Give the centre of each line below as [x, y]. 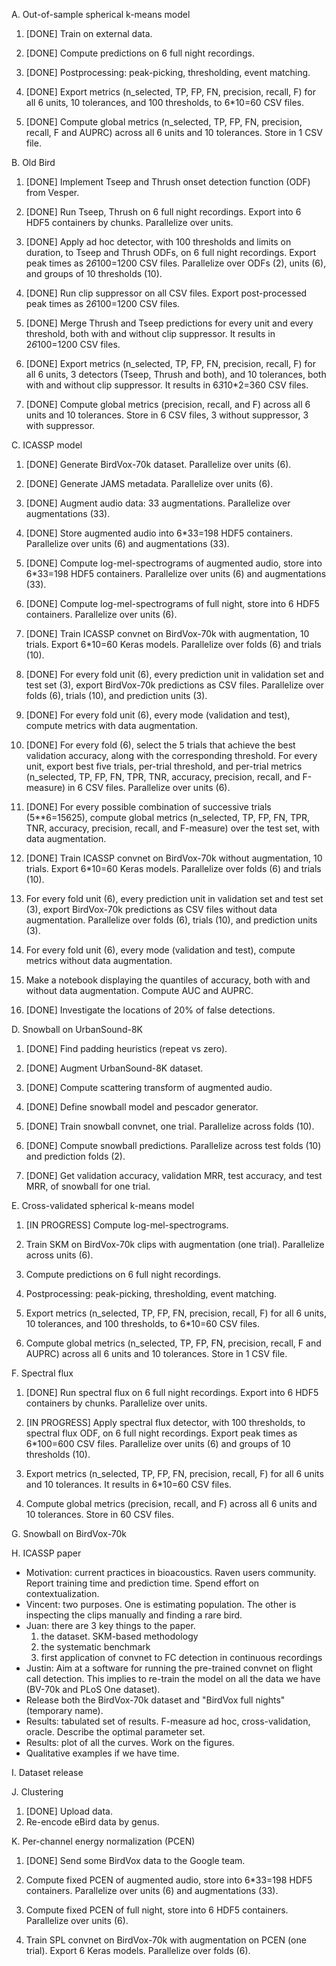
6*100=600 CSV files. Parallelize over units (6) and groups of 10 [158, 1443]
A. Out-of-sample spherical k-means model [101, 14]
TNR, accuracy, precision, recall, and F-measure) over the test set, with [172, 828]
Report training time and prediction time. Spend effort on [142, 1583]
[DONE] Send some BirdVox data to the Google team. [135, 1860]
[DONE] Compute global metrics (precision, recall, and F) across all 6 [168, 404]
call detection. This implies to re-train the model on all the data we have [173, 1678]
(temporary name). [64, 1710]
